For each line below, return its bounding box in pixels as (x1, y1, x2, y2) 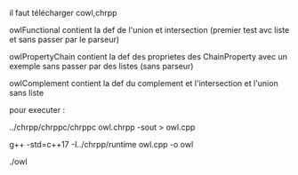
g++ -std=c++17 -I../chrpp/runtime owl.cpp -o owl (9, 139, 194, 149)
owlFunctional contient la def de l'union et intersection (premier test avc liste (9, 25, 290, 35)
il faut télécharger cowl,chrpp (9, 8, 117, 18)
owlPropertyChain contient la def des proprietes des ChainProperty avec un (9, 52, 287, 61)
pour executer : (9, 105, 65, 115)
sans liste (9, 88, 44, 98)
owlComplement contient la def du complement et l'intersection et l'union (9, 78, 278, 88)
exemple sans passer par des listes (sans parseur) (9, 61, 194, 71)
